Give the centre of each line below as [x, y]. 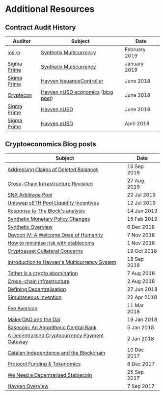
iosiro [14, 53]
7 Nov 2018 [141, 235]
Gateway [18, 342]
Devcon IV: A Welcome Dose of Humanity [55, 235]
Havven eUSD [57, 123]
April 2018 [137, 123]
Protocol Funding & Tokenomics [44, 364]
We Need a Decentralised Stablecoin [50, 375]
